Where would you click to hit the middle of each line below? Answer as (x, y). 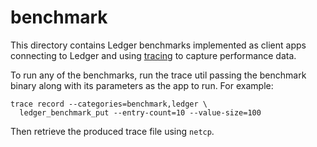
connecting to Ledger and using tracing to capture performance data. (153, 55)
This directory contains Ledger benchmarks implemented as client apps (158, 45)
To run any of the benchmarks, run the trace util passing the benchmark (158, 75)
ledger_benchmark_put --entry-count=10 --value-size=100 (140, 112)
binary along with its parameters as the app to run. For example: (142, 85)
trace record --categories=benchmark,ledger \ (109, 104)
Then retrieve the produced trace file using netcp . (112, 131)
